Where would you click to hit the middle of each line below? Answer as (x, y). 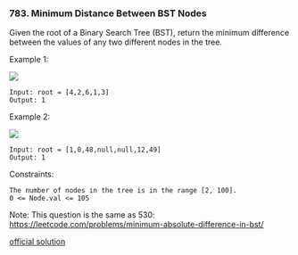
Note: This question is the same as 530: (82, 215)
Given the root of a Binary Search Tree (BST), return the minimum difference (149, 33)
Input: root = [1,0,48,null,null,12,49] (86, 150)
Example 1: (29, 60)
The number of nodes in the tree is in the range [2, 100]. (124, 191)
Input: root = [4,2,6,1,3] (59, 93)
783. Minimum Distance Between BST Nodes (108, 13)
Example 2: (30, 117)
